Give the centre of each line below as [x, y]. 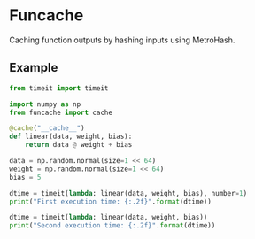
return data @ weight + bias [79, 145]
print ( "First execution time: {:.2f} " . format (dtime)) [111, 201]
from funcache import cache [61, 112]
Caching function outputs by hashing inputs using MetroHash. [122, 40]
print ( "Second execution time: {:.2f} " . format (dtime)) [112, 226]
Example [34, 68]
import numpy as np [45, 104]
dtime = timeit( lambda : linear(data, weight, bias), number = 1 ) [128, 193]
